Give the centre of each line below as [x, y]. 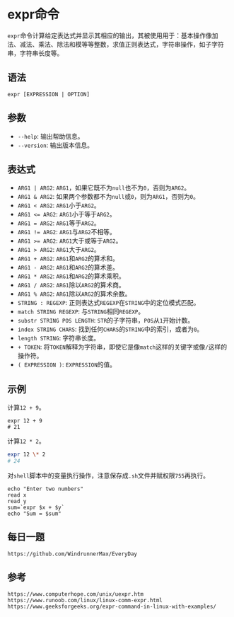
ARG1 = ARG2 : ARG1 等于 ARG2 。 [59, 223]
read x [17, 495]
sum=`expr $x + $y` [36, 507]
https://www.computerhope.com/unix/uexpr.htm [75, 594]
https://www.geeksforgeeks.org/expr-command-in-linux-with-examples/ [112, 606]
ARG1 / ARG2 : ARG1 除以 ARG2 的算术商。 [71, 285]
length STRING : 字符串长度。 [59, 338]
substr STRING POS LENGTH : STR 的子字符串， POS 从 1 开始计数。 [106, 321]
